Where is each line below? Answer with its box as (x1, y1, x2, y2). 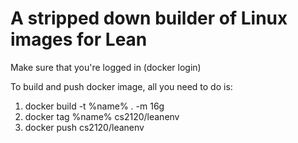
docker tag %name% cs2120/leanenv (24, 110, 180, 122)
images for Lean (10, 28, 148, 51)
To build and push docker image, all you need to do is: (10, 80, 233, 92)
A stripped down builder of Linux (10, 7, 288, 30)
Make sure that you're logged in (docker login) (10, 61, 202, 73)
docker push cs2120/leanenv (24, 121, 145, 133)
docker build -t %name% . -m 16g (24, 100, 165, 112)
